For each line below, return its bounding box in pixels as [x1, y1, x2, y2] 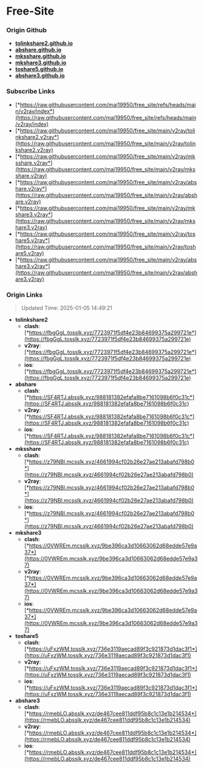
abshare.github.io [15, 46, 62, 53]
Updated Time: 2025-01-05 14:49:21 [21, 304, 112, 312]
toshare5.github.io [15, 66, 64, 73]
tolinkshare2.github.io [15, 39, 73, 47]
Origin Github [6, 26, 47, 35]
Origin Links [6, 290, 43, 299]
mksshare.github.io [15, 53, 66, 60]
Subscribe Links [6, 87, 55, 95]
